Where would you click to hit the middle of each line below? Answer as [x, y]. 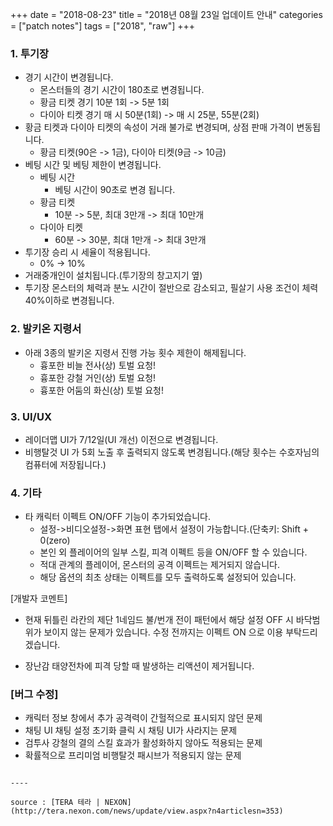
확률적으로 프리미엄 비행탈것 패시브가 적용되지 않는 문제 [133, 755]
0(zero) [55, 540]
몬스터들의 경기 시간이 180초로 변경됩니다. [122, 90]
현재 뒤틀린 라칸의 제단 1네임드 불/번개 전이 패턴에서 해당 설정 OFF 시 [159, 620]
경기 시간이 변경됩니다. [69, 77]
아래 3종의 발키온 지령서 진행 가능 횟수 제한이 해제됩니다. [135, 352]
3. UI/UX [31, 416]
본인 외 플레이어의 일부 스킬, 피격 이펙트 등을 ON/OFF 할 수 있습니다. [173, 552]
